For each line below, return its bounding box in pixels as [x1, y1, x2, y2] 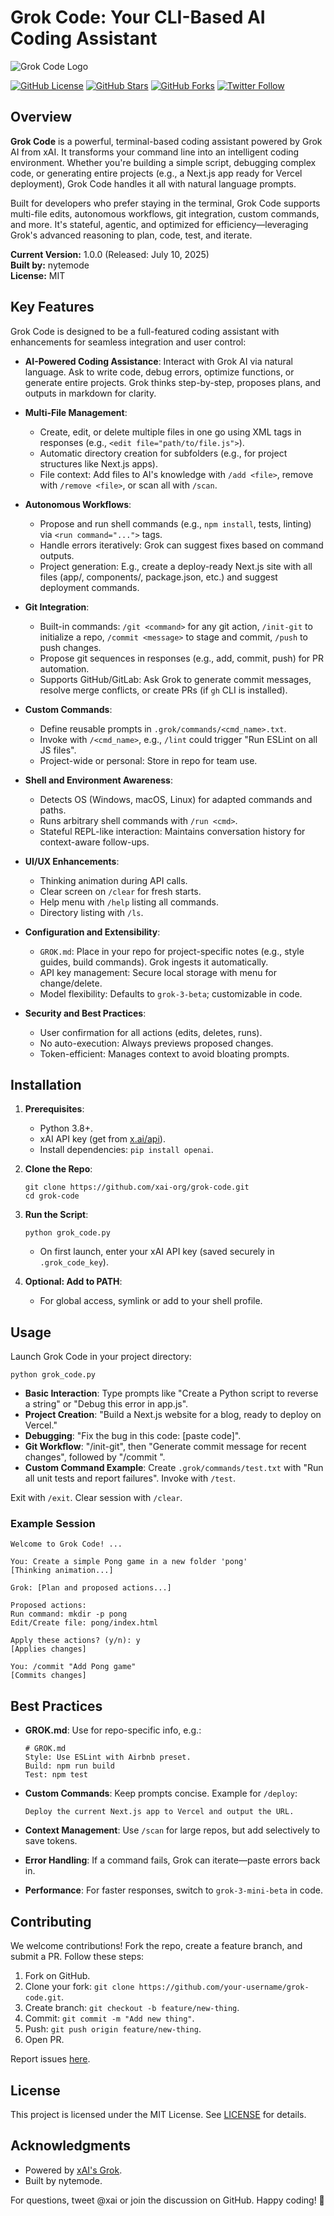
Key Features [10, 299, 95, 316]
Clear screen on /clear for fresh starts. [39, 885, 202, 897]
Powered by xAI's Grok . [24, 2164, 123, 2176]
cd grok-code [24, 1191, 80, 1201]
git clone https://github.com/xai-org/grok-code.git [24, 1182, 250, 1193]
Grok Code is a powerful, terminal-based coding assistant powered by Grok [10, 135, 323, 147]
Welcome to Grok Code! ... [10, 1539, 123, 1550]
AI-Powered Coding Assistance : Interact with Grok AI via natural [24, 355, 293, 367]
